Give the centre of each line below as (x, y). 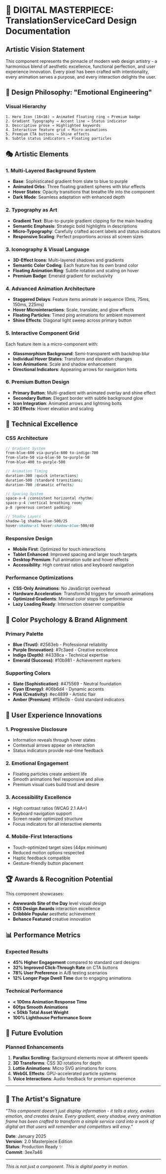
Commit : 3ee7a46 (24, 1152)
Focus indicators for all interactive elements (57, 824)
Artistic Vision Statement (45, 49)
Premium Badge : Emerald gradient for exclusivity (63, 276)
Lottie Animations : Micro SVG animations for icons (65, 1068)
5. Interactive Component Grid (43, 333)
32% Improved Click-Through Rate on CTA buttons (65, 967)
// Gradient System (26, 448)
